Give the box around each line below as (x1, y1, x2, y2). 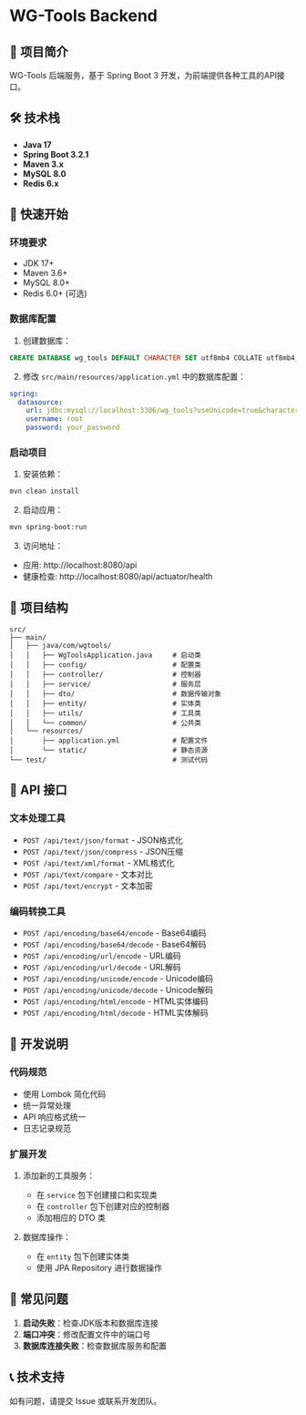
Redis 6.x (22, 178, 59, 189)
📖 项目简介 (9, 44, 68, 59)
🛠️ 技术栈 (9, 110, 61, 126)
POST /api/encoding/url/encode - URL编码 (22, 949, 182, 961)
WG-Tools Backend (9, 5, 158, 26)
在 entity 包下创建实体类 (36, 1250, 130, 1262)
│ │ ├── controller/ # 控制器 (9, 670, 202, 679)
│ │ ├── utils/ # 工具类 (9, 708, 202, 718)
